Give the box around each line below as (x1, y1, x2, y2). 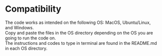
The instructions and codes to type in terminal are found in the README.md (5, 40, 157, 46)
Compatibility (5, 3, 61, 15)
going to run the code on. (5, 35, 56, 41)
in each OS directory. (5, 45, 48, 51)
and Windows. (5, 24, 34, 30)
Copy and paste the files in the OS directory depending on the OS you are (5, 30, 153, 36)
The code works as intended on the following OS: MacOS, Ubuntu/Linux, (5, 19, 151, 25)
